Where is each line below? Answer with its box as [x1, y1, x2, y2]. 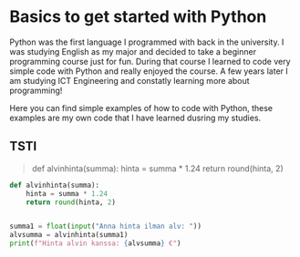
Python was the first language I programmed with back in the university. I [9, 36, 284, 47]
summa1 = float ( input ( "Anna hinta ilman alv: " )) [9, 221, 202, 231]
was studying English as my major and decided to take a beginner [9, 46, 257, 57]
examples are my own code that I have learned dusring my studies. [9, 112, 262, 123]
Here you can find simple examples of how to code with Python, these [9, 102, 274, 113]
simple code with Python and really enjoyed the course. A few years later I [9, 66, 289, 77]
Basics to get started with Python [9, 6, 267, 27]
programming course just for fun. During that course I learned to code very [9, 56, 291, 67]
